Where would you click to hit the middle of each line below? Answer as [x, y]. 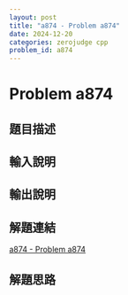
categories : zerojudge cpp [59, 42]
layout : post [33, 17]
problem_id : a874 [41, 50]
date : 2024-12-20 [41, 34]
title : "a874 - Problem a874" [65, 26]
